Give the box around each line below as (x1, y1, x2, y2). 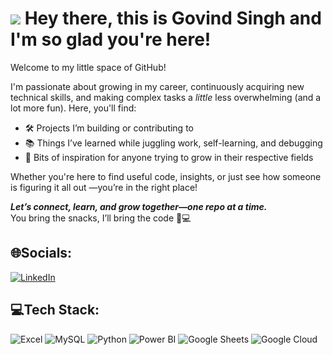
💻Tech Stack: (10, 302, 100, 319)
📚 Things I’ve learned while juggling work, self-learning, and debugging (24, 137, 323, 149)
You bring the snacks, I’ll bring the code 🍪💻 (10, 212, 192, 224)
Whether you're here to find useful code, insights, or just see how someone (10, 170, 322, 182)
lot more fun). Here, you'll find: (10, 102, 137, 114)
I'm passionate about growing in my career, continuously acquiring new (10, 80, 305, 92)
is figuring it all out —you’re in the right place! (10, 181, 198, 193)
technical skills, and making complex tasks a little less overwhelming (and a (10, 91, 322, 103)
